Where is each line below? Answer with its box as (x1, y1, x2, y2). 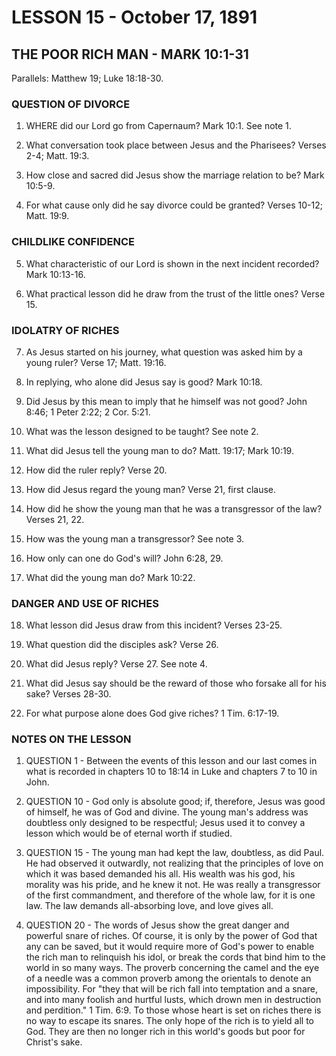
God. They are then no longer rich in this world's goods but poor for (25, 1026, 306, 1038)
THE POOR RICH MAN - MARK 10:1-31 (11, 46, 249, 63)
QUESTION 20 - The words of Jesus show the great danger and (25, 919, 290, 931)
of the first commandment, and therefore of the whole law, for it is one (25, 889, 316, 901)
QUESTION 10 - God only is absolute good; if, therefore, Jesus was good (25, 796, 326, 808)
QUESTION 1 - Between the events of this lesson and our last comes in (25, 755, 318, 767)
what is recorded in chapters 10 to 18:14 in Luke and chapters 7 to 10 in (25, 766, 318, 778)
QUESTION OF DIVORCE (11, 97, 131, 111)
